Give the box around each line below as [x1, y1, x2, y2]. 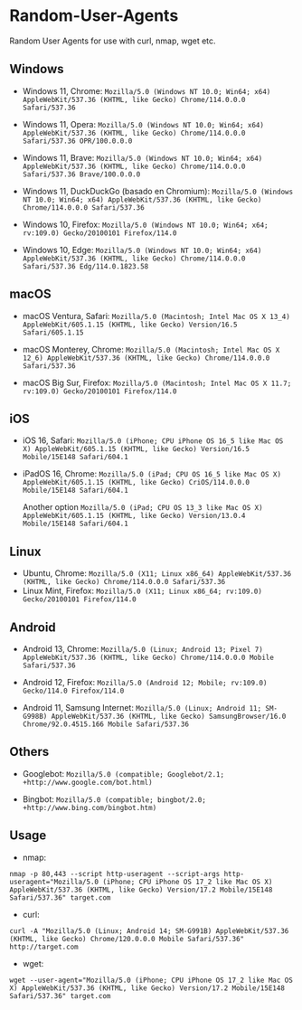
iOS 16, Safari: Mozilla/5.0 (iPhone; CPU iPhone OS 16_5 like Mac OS [22, 435, 284, 446]
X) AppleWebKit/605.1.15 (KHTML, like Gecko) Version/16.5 [22, 445, 250, 454]
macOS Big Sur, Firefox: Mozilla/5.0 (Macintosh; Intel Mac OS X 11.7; [22, 377, 292, 388]
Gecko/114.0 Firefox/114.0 [22, 686, 125, 695]
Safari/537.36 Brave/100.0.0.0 [22, 169, 141, 179]
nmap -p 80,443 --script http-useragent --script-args [9, 869, 221, 878]
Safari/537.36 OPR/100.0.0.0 [22, 137, 133, 146]
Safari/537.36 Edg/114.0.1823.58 [22, 261, 149, 271]
